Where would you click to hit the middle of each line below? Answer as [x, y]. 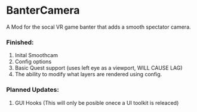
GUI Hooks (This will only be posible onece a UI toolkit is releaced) [97, 102]
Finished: [20, 42]
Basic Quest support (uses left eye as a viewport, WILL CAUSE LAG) [99, 68]
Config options [33, 62]
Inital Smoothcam [36, 55]
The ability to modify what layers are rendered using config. [88, 74]
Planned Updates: [33, 90]
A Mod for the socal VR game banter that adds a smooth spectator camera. [98, 27]
